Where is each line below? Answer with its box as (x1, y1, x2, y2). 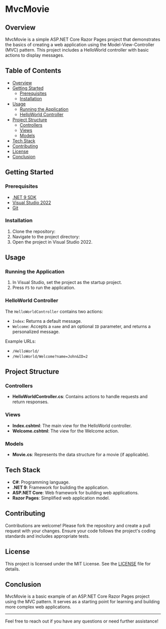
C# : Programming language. (12, 479, 70, 485)
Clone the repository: (12, 228, 56, 234)
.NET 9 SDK (12, 194, 37, 200)
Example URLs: (5, 338, 36, 344)
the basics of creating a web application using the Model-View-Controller (5, 42, 155, 48)
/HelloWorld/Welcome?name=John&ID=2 (12, 354, 88, 359)
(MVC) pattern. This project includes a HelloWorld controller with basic (5, 47, 149, 53)
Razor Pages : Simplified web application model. (12, 495, 110, 501)
